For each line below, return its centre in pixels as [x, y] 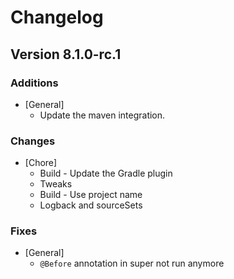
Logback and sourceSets [91, 205]
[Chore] [41, 163]
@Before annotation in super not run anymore [132, 263]
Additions [34, 83]
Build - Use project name [91, 195]
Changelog [57, 17]
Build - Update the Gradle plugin [106, 173]
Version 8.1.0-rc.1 [66, 54]
